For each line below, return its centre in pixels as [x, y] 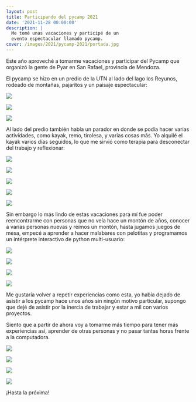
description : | [25, 28]
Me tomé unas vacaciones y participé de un [65, 33]
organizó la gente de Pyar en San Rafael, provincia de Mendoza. [83, 67]
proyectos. [19, 313]
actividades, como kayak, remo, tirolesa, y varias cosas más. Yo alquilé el [94, 135]
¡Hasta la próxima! [28, 392]
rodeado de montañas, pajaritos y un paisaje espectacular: [77, 85]
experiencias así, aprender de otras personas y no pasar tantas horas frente [98, 331]
